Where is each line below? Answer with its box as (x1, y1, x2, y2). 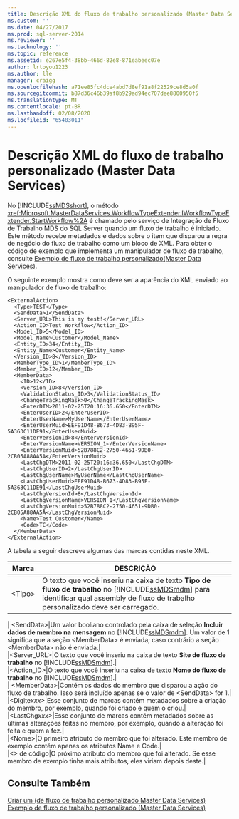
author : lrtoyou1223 (7, 63, 69, 71)
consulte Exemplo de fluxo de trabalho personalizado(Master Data (7, 254, 201, 262)
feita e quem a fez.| (7, 726, 65, 735)
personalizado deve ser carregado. (42, 602, 159, 612)
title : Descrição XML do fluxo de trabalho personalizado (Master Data (7, 10, 224, 18)
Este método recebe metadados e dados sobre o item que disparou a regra (7, 231, 228, 239)
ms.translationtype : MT (7, 97, 78, 104)
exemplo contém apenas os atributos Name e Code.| (7, 741, 162, 750)
